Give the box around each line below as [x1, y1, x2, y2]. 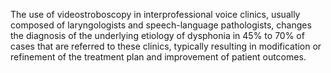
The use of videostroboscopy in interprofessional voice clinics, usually [10, 9, 301, 20]
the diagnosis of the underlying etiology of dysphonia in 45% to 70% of [10, 30, 305, 41]
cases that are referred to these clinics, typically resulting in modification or [10, 40, 322, 52]
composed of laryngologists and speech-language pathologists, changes [10, 19, 312, 31]
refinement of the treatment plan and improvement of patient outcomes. [10, 51, 307, 63]
